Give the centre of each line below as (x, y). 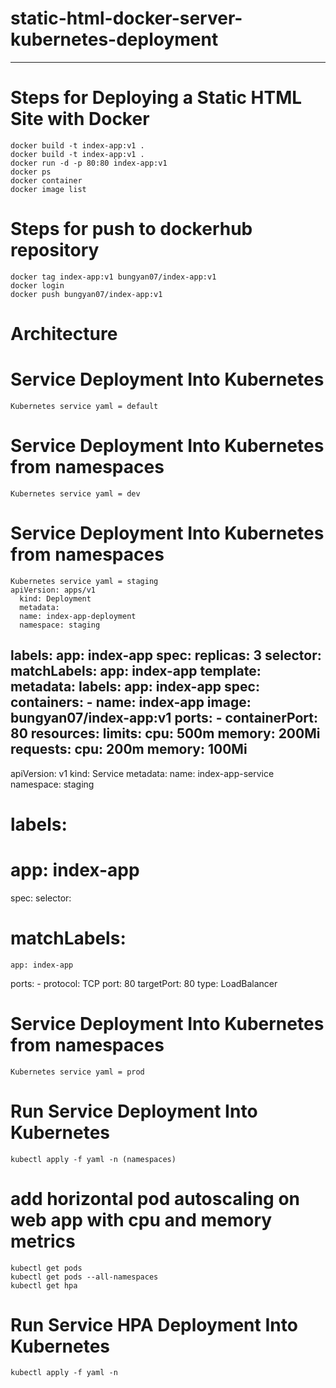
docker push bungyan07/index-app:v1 (86, 294)
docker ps (31, 172)
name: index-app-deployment (78, 616)
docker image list (48, 189)
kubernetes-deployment (114, 39)
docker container (46, 180)
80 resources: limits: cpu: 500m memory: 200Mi (165, 733)
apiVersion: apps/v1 (53, 590)
